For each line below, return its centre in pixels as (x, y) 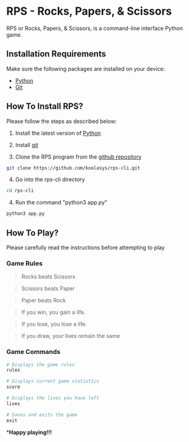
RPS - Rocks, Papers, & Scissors (89, 11)
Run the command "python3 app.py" (61, 203)
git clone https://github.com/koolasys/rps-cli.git (73, 168)
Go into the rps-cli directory (50, 179)
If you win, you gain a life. (53, 312)
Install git (27, 144)
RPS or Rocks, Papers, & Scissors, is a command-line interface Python (94, 28)
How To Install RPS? (45, 106)
